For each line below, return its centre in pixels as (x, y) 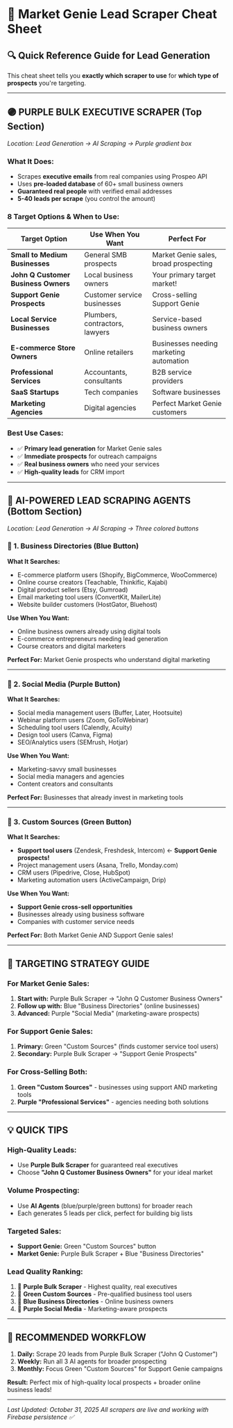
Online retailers (109, 352)
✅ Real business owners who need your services (88, 464)
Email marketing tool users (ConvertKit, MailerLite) (89, 597)
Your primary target (184, 275)
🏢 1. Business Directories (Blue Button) (73, 546)
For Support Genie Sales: (50, 1032)
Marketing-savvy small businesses (67, 769)
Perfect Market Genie (187, 404)
